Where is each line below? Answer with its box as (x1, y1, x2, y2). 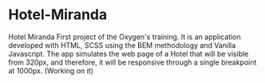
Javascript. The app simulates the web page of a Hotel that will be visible (8, 49, 249, 58)
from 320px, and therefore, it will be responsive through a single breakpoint (8, 57, 257, 67)
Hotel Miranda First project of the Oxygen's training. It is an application (8, 32, 241, 41)
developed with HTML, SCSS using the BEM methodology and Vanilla (8, 40, 236, 49)
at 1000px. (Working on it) (8, 65, 94, 75)
